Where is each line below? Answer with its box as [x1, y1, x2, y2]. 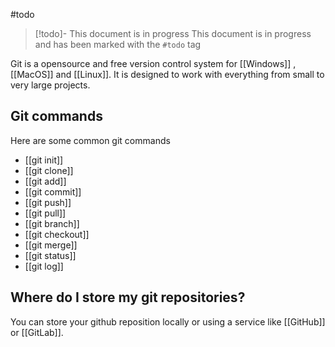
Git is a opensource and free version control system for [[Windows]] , [10, 58, 297, 69]
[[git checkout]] [24, 228, 90, 240]
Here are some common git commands [10, 134, 171, 146]
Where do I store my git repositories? [10, 289, 246, 306]
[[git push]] [24, 196, 72, 208]
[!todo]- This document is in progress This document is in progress [34, 28, 312, 39]
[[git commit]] [24, 185, 82, 198]
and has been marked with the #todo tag [34, 39, 202, 50]
